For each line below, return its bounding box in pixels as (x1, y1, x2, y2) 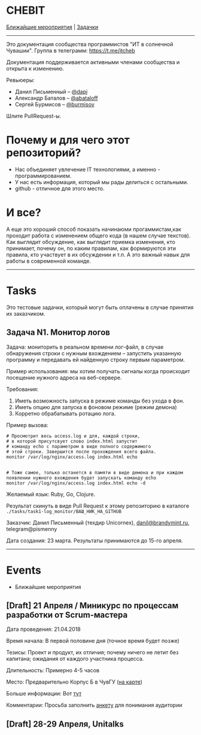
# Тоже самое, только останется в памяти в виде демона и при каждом (6, 469, 184, 475)
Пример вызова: (6, 421, 49, 428)
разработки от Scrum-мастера (6, 609, 128, 620)
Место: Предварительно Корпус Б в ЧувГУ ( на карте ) (6, 678, 142, 685)
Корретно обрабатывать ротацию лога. (14, 410, 116, 417)
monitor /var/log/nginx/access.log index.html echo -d (6, 480, 146, 486)
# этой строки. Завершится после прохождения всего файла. (6, 449, 157, 455)
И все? (6, 206, 41, 219)
